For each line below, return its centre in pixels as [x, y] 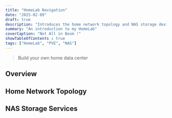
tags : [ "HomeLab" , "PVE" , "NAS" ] [41, 43]
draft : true [18, 19]
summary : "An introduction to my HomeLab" [51, 29]
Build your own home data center [53, 58]
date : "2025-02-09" [26, 15]
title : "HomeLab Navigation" [36, 10]
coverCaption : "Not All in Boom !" [43, 34]
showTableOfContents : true [35, 39]
